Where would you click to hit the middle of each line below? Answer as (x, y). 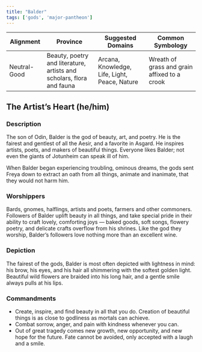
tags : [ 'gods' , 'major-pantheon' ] (50, 17)
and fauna (61, 85)
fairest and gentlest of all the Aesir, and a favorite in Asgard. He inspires (95, 144)
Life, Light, (113, 74)
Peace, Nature (118, 82)
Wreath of (163, 59)
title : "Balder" (26, 12)
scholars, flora (67, 78)
